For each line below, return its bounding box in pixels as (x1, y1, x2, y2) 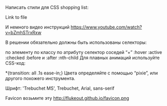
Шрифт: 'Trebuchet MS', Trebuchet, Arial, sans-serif (5, 85, 115, 91)
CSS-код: (5, 60, 25, 66)
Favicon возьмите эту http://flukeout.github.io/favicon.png (5, 95, 129, 101)
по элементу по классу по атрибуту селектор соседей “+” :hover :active (5, 49, 162, 55)
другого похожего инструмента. (5, 75, 75, 81)
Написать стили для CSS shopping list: (5, 5, 89, 10)
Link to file (5, 14, 27, 20)
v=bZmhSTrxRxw (5, 30, 42, 35)
